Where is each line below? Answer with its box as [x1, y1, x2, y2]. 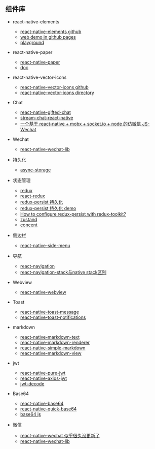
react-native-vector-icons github [20, 84, 89, 90]
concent [20, 222, 38, 228]
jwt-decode [20, 380, 45, 386]
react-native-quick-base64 [20, 406, 77, 412]
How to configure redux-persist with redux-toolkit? [20, 211, 126, 217]
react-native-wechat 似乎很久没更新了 [20, 432, 100, 438]
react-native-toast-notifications [20, 314, 86, 320]
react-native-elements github [20, 28, 82, 35]
